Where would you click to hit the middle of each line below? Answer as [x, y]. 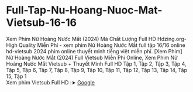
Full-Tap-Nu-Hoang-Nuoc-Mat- [84, 10]
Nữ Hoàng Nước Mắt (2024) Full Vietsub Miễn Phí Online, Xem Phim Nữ [92, 57]
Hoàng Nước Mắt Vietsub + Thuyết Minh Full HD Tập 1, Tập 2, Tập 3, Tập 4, [96, 64]
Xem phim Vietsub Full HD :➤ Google [51, 82]
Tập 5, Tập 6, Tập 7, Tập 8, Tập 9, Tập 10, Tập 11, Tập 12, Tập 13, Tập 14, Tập [97, 70]
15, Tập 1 [16, 76]
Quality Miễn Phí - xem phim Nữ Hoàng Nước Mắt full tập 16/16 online [102, 45]
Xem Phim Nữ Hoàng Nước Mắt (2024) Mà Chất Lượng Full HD [81, 39]
